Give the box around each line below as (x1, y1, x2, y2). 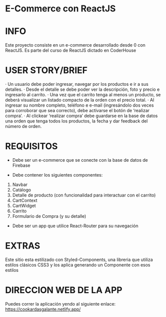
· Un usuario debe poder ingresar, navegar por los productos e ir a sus (5, 81, 149, 87)
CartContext (12, 197, 38, 203)
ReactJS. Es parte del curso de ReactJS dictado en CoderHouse (5, 48, 136, 54)
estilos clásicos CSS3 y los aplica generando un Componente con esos (5, 261, 151, 268)
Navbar (12, 182, 28, 188)
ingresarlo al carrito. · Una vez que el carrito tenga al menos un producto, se (5, 92, 161, 98)
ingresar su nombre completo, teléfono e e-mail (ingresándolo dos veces (5, 102, 154, 108)
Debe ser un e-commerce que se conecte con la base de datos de (12, 157, 148, 163)
